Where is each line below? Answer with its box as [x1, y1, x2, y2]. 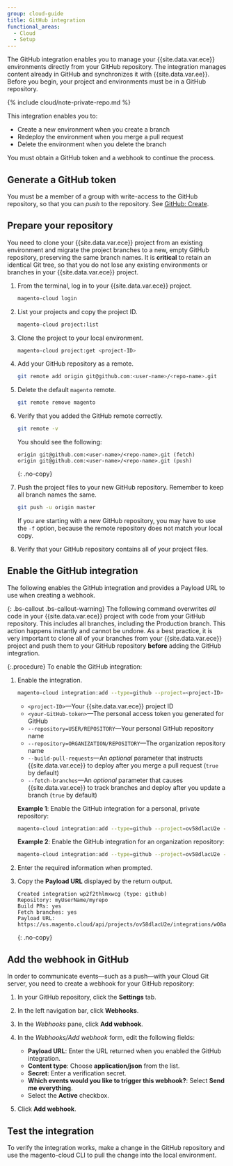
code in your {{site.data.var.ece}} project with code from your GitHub [7, 612, 206, 620]
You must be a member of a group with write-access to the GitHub [7, 192, 198, 201]
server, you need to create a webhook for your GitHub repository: [7, 979, 195, 988]
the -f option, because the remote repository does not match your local [17, 524, 223, 532]
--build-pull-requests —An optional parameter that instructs [27, 754, 203, 762]
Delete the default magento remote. [17, 386, 116, 394]
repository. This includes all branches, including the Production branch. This [7, 619, 226, 628]
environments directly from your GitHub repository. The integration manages [7, 63, 227, 71]
